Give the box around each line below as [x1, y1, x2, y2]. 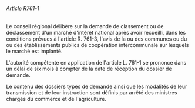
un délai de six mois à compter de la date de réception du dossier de [6, 65, 172, 73]
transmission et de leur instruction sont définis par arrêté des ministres [6, 89, 177, 96]
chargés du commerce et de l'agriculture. [6, 96, 107, 103]
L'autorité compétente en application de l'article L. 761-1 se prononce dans [6, 59, 187, 66]
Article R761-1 [6, 5, 39, 12]
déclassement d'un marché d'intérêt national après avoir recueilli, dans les [6, 29, 186, 36]
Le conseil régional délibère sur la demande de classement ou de [6, 23, 164, 30]
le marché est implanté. [6, 48, 63, 55]
